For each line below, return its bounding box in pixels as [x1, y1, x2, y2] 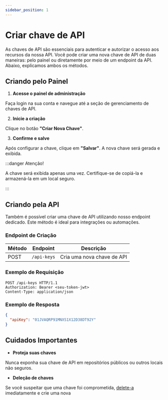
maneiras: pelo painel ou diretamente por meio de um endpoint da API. [5, 57, 153, 63]
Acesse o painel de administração [12, 90, 86, 97]
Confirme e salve [12, 135, 50, 141]
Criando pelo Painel [5, 77, 68, 85]
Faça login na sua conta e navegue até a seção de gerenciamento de [5, 100, 149, 107]
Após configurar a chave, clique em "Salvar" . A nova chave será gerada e [5, 145, 160, 151]
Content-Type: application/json [5, 289, 73, 294]
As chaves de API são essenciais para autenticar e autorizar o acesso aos [5, 46, 159, 52]
